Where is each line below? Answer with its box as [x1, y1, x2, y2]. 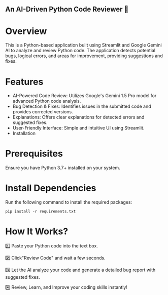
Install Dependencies [5, 183, 96, 194]
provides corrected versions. [12, 109, 73, 115]
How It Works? [5, 226, 69, 237]
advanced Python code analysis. [12, 98, 81, 104]
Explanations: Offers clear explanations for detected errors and [12, 114, 145, 120]
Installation [12, 130, 36, 137]
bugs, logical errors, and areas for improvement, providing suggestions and [5, 53, 163, 59]
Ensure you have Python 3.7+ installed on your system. [5, 165, 120, 171]
